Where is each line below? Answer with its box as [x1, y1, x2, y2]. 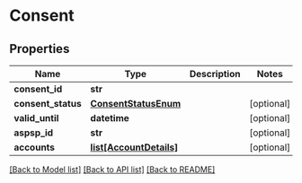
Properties [9, 41, 70, 57]
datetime [90, 112, 130, 124]
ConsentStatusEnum [90, 98, 182, 109]
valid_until [13, 112, 59, 124]
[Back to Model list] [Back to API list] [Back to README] [9, 164, 216, 175]
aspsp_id [13, 126, 54, 139]
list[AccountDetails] [90, 141, 179, 153]
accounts [13, 141, 56, 153]
